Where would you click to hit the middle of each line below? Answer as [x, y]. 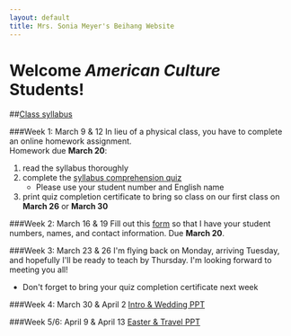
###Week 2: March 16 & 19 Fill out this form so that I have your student [140, 224]
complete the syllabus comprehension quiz [102, 178]
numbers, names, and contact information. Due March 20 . [117, 234]
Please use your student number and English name [130, 187]
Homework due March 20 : [58, 151]
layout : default [40, 18]
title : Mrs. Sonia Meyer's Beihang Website [92, 26]
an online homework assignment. [71, 141]
